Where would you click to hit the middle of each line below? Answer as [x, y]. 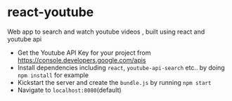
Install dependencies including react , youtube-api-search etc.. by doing [121, 67]
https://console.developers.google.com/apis [82, 60]
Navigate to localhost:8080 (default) [69, 90]
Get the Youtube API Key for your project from [84, 53]
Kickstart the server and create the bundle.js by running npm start [114, 82]
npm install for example [53, 75]
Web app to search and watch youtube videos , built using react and [106, 32]
